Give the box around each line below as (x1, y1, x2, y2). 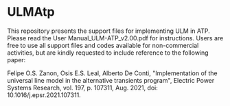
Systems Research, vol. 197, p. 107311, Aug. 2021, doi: (7, 83, 158, 92)
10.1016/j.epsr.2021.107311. (7, 90, 81, 99)
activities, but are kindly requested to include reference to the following (7, 49, 209, 57)
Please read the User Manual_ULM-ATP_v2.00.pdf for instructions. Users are (7, 34, 224, 42)
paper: (7, 55, 26, 64)
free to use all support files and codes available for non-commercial (7, 41, 199, 49)
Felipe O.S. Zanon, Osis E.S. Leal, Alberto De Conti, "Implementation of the (7, 69, 218, 77)
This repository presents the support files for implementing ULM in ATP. (7, 27, 211, 35)
